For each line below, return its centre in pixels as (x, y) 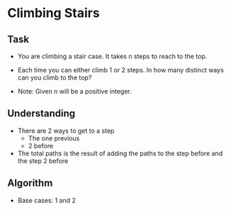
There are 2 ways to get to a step (66, 131)
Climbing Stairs (54, 13)
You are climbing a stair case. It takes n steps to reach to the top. (112, 56)
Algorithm (30, 183)
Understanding (41, 114)
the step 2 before (43, 160)
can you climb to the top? (55, 77)
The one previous (54, 138)
